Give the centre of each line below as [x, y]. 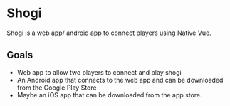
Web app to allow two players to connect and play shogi [99, 72]
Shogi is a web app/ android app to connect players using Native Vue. [109, 33]
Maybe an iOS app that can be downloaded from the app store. [109, 95]
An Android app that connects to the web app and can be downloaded [120, 80]
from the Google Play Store [57, 88]
